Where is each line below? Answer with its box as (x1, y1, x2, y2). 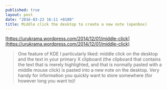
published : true (5, 7, 40, 13)
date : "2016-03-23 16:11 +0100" (5, 17, 74, 22)
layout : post (5, 12, 33, 17)
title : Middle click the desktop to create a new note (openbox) (5, 21, 147, 27)
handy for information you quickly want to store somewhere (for (17, 72, 153, 79)
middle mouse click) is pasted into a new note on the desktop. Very (17, 67, 160, 73)
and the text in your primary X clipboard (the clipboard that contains (17, 56, 161, 63)
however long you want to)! (17, 78, 76, 84)
